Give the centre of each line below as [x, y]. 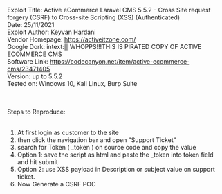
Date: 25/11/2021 [31, 25]
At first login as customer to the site [68, 132]
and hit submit [38, 162]
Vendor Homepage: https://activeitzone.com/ [72, 39]
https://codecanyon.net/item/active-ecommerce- [120, 61]
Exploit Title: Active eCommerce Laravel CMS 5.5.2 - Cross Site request [109, 10]
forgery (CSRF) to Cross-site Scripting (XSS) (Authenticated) [94, 17]
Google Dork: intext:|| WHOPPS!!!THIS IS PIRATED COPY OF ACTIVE [104, 47]
